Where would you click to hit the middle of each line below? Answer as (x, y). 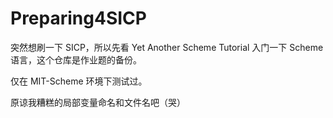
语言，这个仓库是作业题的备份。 (76, 59)
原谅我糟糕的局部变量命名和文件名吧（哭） (98, 102)
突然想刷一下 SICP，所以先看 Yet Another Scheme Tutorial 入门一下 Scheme (167, 47)
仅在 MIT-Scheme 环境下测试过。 (79, 81)
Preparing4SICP (78, 18)
